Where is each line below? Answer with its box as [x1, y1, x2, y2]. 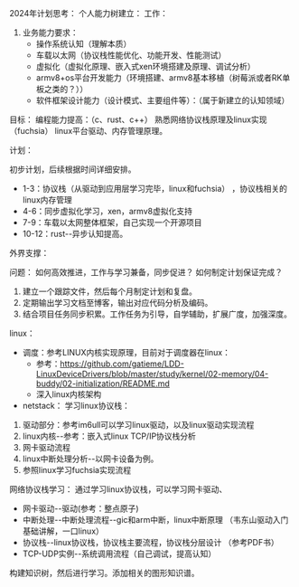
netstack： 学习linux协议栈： [22, 401, 131, 411]
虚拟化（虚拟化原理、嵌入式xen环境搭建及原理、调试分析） [35, 62, 256, 71]
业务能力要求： [22, 27, 79, 38]
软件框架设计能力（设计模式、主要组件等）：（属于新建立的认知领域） [35, 95, 290, 106]
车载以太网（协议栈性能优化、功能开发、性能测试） [35, 50, 227, 61]
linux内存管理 [22, 194, 72, 205]
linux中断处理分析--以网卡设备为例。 [22, 453, 159, 464]
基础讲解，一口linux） [22, 525, 104, 536]
